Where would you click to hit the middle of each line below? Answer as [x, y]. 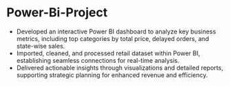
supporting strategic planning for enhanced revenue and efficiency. [112, 75]
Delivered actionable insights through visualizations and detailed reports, [120, 68]
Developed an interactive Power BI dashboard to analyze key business [116, 31]
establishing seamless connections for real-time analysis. [98, 60]
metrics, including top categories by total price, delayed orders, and [113, 38]
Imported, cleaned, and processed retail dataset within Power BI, [108, 53]
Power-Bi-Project [57, 13]
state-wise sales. [41, 46]
